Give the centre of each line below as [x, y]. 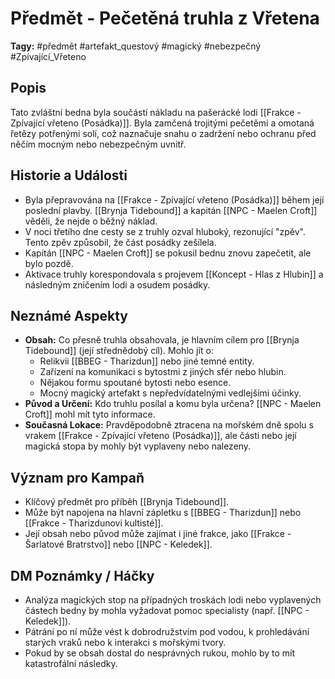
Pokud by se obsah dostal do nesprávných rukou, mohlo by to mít [160, 653]
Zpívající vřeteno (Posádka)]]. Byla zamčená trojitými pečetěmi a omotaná [162, 123]
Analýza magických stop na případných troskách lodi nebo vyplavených [173, 600]
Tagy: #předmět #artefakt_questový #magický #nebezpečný [136, 46]
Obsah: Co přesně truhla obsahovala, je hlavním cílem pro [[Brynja [162, 340]
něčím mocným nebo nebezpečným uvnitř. [98, 144]
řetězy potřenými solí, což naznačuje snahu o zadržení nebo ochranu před [163, 133]
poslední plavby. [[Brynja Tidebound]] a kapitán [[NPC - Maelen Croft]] [171, 210]
